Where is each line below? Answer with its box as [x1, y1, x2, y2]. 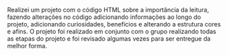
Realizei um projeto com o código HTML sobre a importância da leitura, [7, 6, 209, 14]
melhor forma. [7, 42, 48, 50]
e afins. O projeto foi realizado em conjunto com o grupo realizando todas [7, 27, 217, 35]
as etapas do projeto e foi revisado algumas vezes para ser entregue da [7, 35, 211, 43]
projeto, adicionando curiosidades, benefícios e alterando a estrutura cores [7, 20, 221, 28]
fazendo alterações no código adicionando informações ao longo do [7, 13, 202, 21]
